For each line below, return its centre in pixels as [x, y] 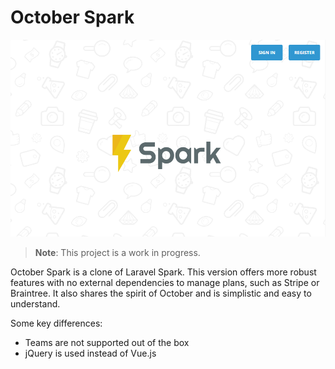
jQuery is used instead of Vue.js [90, 353]
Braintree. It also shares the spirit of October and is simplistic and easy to [161, 293]
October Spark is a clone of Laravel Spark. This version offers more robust [163, 272]
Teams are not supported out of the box [107, 342]
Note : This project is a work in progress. [117, 252]
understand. [35, 303]
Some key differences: [56, 323]
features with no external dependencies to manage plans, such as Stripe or [165, 282]
